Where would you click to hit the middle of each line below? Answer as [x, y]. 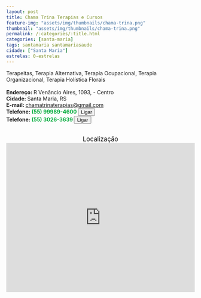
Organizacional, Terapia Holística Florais [56, 79]
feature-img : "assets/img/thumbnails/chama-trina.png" [76, 23]
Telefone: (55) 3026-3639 [40, 119]
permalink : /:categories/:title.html [53, 34]
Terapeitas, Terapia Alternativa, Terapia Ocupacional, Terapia [82, 73]
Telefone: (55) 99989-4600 [42, 112]
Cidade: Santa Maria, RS [36, 99]
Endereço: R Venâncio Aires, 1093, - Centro [60, 92]
